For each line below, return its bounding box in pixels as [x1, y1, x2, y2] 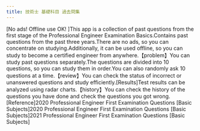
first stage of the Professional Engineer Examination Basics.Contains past [6, 31, 189, 39]
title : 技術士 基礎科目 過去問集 [6, 8, 80, 15]
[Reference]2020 [6, 99, 49, 106]
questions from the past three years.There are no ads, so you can [6, 38, 169, 45]
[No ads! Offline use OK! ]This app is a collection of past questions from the [6, 25, 194, 32]
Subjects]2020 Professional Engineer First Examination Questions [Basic [6, 105, 187, 112]
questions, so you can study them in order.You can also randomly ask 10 [6, 64, 186, 72]
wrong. [152, 93, 170, 100]
